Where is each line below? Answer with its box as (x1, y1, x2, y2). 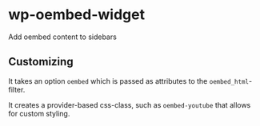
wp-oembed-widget (8, 6, 146, 24)
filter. (8, 85, 26, 94)
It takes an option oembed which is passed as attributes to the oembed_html (8, 76, 250, 85)
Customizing (8, 55, 74, 69)
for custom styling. (8, 108, 70, 118)
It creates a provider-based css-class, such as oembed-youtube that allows (8, 100, 251, 109)
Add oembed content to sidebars (8, 32, 118, 41)
